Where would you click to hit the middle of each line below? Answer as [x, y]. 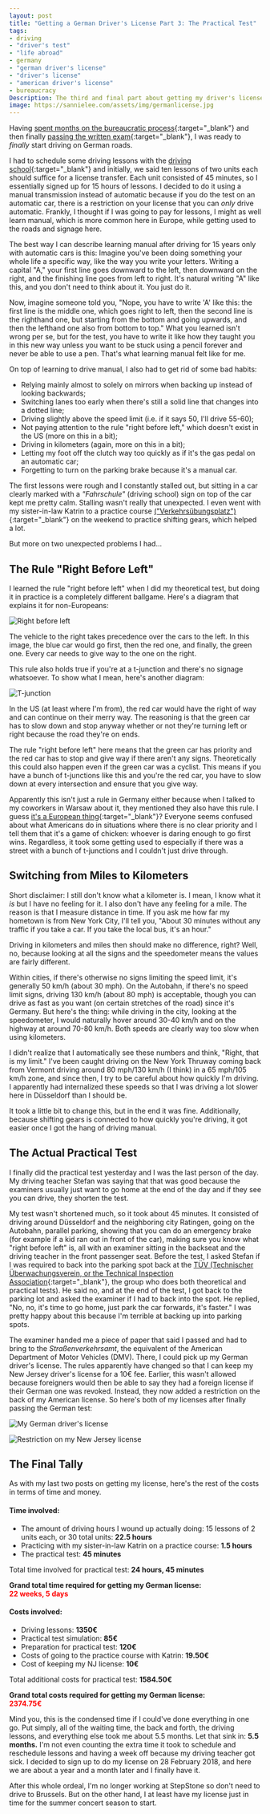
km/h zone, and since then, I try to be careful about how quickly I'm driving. [134, 1078]
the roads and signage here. [56, 229]
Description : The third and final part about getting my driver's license [137, 98]
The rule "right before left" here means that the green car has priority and [131, 749]
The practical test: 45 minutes [71, 1554]
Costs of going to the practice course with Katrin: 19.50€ [115, 1655]
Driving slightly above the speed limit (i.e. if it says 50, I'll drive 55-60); [137, 419]
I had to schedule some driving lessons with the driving [100, 160]
